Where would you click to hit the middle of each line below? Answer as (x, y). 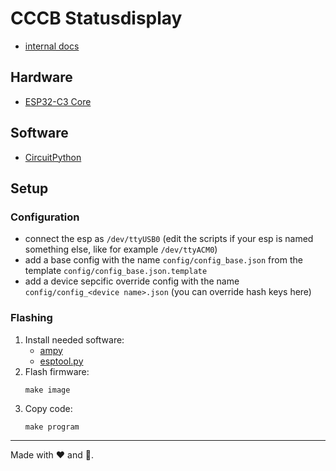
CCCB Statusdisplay (96, 18)
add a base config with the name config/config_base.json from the (163, 260)
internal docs (52, 46)
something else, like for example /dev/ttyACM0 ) (121, 249)
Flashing (31, 318)
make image (47, 390)
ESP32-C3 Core (58, 101)
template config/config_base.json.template (116, 271)
